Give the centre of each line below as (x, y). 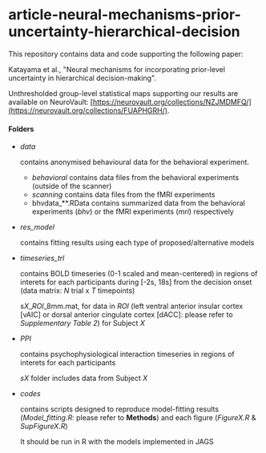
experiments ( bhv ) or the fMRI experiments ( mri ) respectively (133, 212)
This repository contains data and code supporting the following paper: (126, 54)
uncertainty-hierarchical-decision (124, 32)
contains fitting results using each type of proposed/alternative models (137, 243)
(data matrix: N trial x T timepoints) (77, 291)
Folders (21, 129)
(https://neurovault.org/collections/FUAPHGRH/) (88, 110)
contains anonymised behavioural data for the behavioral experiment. (135, 162)
